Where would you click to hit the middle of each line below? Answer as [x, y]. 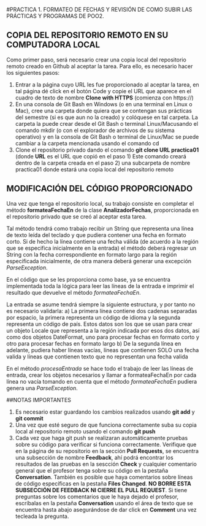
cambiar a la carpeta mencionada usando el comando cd [87, 143]
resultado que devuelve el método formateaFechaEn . [74, 292]
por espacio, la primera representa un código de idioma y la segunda [93, 317]
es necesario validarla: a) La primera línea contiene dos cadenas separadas [102, 311]
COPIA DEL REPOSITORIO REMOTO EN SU [87, 35]
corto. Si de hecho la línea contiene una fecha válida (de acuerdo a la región [103, 241]
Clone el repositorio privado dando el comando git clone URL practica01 [107, 150]
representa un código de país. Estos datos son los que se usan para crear [99, 324]
